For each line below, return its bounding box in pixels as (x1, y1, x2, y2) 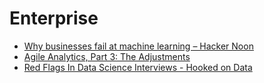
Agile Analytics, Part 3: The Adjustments (23, 50, 191, 62)
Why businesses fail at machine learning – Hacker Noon (23, 40, 254, 52)
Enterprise (9, 7, 99, 30)
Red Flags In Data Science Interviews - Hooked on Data (23, 61, 253, 73)
